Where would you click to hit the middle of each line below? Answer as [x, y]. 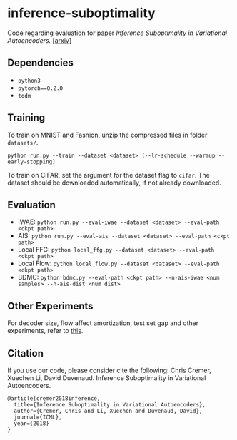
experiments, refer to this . [45, 331]
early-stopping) [31, 162]
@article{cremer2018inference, [54, 399]
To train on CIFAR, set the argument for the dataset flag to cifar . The [109, 175]
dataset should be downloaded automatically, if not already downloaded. [114, 183]
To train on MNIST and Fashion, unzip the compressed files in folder [107, 135]
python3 [29, 81]
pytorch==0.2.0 [40, 88]
